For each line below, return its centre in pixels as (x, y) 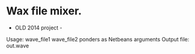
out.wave (18, 46)
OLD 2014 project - (39, 28)
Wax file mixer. (44, 11)
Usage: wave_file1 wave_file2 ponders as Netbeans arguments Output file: (98, 39)
